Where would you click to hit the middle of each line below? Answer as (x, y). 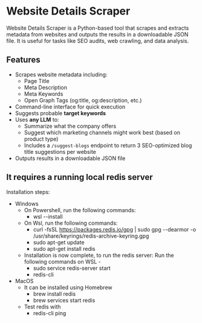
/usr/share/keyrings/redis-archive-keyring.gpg (91, 236)
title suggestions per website (60, 152)
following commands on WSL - (62, 261)
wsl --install (48, 216)
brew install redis (54, 294)
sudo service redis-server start (72, 268)
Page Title (37, 81)
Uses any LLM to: (37, 119)
